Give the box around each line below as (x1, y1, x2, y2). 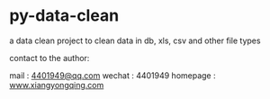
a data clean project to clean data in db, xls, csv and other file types (9, 35, 261, 46)
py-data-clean (9, 5, 120, 26)
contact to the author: (9, 52, 90, 63)
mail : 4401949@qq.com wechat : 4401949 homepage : (9, 69, 216, 81)
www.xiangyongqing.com (9, 79, 104, 90)
